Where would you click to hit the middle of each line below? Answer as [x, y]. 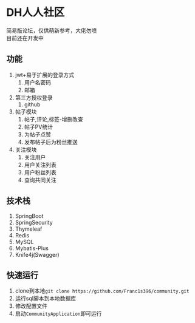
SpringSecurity [34, 222]
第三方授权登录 [34, 97]
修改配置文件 [31, 306]
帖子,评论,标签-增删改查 [54, 119]
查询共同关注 [40, 180]
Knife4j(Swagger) [37, 254]
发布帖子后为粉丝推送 [51, 142]
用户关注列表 [40, 165]
